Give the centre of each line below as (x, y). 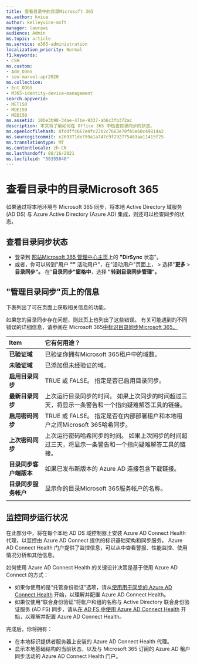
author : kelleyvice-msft (36, 22)
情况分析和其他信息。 (32, 555)
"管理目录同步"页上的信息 (53, 292)
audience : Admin (26, 33)
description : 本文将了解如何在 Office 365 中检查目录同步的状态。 (80, 126)
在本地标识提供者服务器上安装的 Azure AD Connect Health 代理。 (94, 641)
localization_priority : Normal (44, 50)
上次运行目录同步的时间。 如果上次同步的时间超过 (113, 396)
